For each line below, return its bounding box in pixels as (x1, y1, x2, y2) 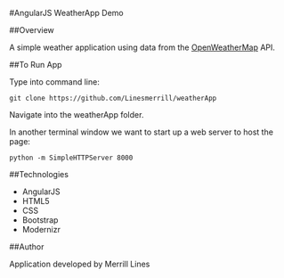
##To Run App (9, 60, 62, 69)
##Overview (9, 25, 55, 35)
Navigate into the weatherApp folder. (9, 110, 144, 119)
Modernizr (21, 225, 61, 234)
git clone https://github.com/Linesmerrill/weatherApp (9, 94, 217, 102)
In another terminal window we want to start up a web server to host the (9, 127, 274, 137)
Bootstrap (21, 215, 59, 225)
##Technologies (9, 169, 69, 179)
